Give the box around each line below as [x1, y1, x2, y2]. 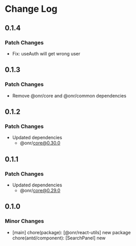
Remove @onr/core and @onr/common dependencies [12, 92, 127, 99]
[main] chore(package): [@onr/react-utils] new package [12, 229, 131, 235]
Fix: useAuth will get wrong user [12, 50, 81, 56]
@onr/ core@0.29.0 [20, 187, 61, 193]
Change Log [5, 3, 57, 15]
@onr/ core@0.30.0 [20, 140, 61, 146]
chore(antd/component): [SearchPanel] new [12, 235, 106, 241]
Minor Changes [5, 218, 44, 225]
